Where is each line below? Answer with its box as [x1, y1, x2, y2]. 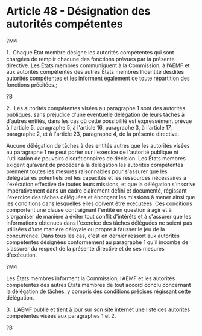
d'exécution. [6, 251, 37, 259]
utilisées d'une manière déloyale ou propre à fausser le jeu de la [6, 225, 165, 232]
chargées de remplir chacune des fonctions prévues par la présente [6, 55, 175, 62]
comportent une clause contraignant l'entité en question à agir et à [6, 206, 172, 213]
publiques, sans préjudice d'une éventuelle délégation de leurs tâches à [6, 111, 185, 118]
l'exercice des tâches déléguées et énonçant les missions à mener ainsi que [6, 193, 195, 200]
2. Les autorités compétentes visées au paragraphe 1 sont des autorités [6, 104, 186, 111]
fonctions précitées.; [6, 81, 57, 88]
